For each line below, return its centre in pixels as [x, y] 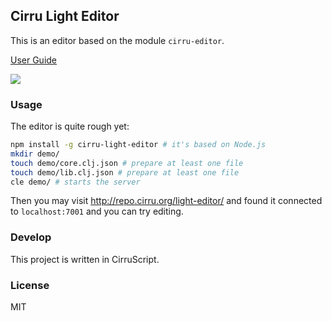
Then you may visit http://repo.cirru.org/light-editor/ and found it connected [166, 201]
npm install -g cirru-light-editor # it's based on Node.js [138, 145]
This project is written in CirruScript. [85, 259]
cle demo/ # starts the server [75, 182]
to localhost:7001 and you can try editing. [97, 211]
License [30, 285]
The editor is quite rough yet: [70, 126]
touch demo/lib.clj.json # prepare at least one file [125, 172]
